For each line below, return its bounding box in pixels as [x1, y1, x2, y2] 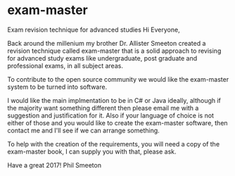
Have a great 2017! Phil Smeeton [7, 161, 102, 169]
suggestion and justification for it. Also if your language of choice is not [7, 111, 215, 120]
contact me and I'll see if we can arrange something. [7, 126, 160, 134]
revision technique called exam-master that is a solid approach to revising [7, 46, 222, 55]
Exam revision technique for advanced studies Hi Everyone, [7, 25, 181, 34]
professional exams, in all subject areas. [7, 61, 123, 70]
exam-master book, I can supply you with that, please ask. [7, 147, 177, 156]
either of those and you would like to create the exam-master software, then [7, 118, 228, 127]
